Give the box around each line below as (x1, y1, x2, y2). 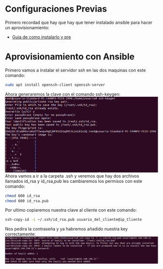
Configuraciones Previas (5, 3, 107, 15)
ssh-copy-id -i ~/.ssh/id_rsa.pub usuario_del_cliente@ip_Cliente (5, 217, 142, 222)
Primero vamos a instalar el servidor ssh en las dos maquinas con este (5, 67, 146, 73)
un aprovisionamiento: (5, 24, 49, 30)
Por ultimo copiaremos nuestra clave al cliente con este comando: (5, 207, 137, 213)
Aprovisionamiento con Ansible (5, 51, 135, 62)
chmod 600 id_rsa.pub (5, 198, 49, 203)
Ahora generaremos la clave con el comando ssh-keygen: (5, 91, 121, 97)
